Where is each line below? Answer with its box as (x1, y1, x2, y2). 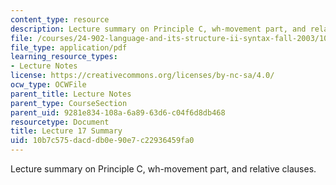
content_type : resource (10, 14, 110, 25)
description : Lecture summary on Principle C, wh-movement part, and (10, 24, 307, 34)
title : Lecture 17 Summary (10, 126, 123, 136)
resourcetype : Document (10, 117, 110, 127)
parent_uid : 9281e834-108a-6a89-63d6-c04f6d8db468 (10, 107, 226, 118)
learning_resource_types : (10, 52, 118, 62)
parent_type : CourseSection (10, 98, 128, 108)
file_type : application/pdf (10, 42, 128, 53)
